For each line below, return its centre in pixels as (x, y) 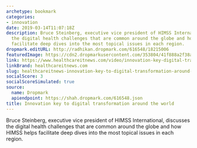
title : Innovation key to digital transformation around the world (90, 103)
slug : (13, 71)
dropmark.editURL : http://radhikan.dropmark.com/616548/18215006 (87, 50)
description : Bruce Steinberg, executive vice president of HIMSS (89, 33)
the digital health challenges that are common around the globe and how (94, 126)
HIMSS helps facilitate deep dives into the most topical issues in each (90, 132)
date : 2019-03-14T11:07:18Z (40, 28)
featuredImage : (25, 55)
